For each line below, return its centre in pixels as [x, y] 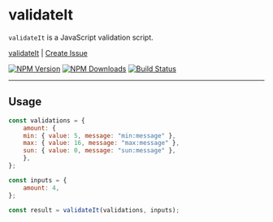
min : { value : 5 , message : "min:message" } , [100, 135]
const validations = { [47, 120]
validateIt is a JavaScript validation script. [81, 37]
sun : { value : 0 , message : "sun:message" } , [100, 151]
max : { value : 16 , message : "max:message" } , [102, 143]
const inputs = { [38, 180]
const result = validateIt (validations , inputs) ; [94, 210]
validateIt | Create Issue [48, 53]
